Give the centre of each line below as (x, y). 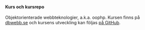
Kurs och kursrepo (25, 7)
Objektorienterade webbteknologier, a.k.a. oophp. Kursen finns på (72, 17)
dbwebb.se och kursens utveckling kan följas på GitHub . (63, 23)
